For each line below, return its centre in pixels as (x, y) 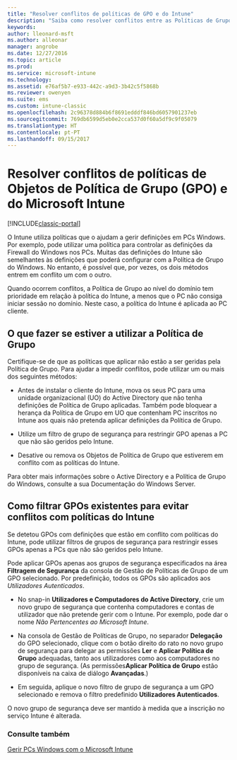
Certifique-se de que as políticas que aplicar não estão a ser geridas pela (114, 361)
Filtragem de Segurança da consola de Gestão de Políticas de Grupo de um (118, 570)
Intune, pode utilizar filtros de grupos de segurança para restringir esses (113, 541)
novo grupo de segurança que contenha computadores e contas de (116, 606)
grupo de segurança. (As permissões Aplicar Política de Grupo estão (118, 665)
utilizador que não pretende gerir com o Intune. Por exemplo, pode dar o (123, 614)
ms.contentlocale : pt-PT (44, 132)
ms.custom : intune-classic (47, 106)
